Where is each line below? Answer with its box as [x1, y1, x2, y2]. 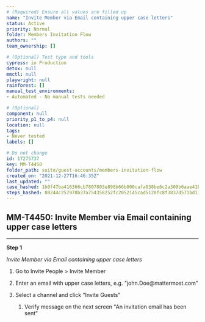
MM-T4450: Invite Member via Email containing [6, 212, 192, 223]
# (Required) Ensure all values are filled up [6, 9, 127, 15]
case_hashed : [6, 184, 40, 190]
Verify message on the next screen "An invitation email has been [24, 303, 187, 310]
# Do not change [6, 150, 48, 156]
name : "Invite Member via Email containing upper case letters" [6, 15, 173, 21]
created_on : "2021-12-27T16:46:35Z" [6, 172, 99, 179]
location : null [6, 122, 45, 128]
